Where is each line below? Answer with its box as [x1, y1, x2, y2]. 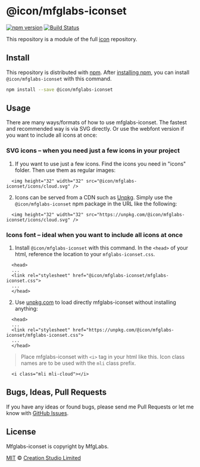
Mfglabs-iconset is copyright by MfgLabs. [6, 443, 109, 450]
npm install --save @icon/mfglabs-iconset [6, 87, 113, 93]
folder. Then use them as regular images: [14, 166, 116, 174]
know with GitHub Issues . [6, 409, 69, 416]
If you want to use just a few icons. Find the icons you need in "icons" [14, 160, 186, 167]
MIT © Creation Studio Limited [6, 454, 82, 461]
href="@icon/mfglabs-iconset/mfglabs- [72, 273, 169, 279]
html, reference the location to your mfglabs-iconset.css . [14, 251, 155, 258]
